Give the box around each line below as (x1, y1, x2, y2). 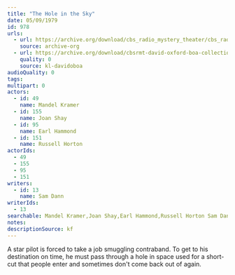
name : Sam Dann (20, 193, 64, 200)
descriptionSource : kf (7, 225, 73, 232)
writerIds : (7, 199, 39, 207)
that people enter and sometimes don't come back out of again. (17, 260, 201, 268)
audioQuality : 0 (7, 69, 55, 76)
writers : (7, 180, 33, 187)
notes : (7, 219, 27, 226)
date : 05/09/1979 (7, 17, 58, 24)
